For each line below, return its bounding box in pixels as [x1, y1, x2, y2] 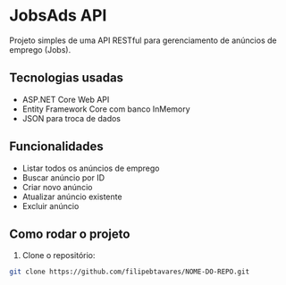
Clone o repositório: [21, 250, 96, 261]
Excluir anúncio [21, 200, 80, 211]
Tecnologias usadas [9, 71, 123, 86]
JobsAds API [9, 5, 107, 26]
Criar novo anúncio [21, 181, 93, 192]
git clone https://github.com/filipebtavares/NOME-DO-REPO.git [9, 267, 250, 277]
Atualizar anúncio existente [21, 191, 122, 202]
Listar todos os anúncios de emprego [21, 163, 160, 173]
